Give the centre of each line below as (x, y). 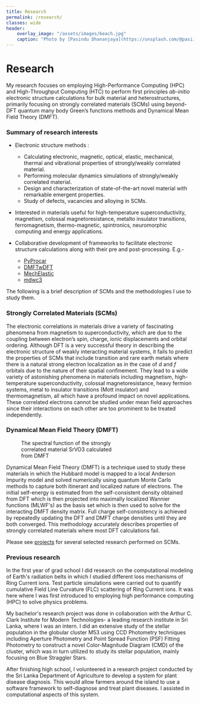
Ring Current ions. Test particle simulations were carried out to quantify (94, 583)
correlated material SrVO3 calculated (66, 449)
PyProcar (35, 261)
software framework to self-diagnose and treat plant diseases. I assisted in (98, 689)
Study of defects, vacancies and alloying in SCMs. (85, 201)
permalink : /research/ (34, 17)
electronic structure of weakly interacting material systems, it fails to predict (99, 351)
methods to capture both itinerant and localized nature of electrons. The (95, 486)
